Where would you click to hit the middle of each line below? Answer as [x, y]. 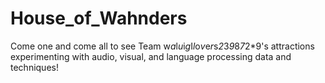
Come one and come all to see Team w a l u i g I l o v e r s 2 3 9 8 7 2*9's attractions [162, 46]
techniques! [34, 67]
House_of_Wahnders [99, 18]
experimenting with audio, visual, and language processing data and [151, 56]
